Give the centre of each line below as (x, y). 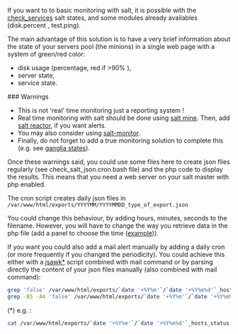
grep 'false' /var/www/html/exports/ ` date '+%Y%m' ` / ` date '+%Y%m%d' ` (112, 290)
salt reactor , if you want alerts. (62, 126)
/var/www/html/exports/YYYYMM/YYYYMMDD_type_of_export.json (98, 205)
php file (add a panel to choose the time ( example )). (83, 233)
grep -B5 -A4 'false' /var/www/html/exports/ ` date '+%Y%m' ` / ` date (107, 296)
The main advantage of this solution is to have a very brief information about (119, 39)
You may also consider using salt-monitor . (79, 133)
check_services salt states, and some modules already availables (103, 18)
